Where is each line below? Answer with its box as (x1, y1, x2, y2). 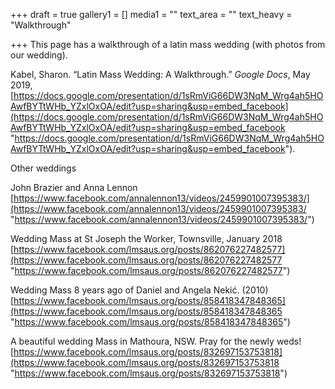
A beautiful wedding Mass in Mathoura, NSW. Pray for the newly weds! (10, 335, 302, 347)
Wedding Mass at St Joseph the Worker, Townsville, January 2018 (10, 233, 283, 244)
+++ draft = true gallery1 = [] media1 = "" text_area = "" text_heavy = (10, 9, 293, 20)
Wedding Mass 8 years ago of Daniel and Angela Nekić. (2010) (10, 284, 269, 296)
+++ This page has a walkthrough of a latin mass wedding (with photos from (10, 39, 326, 50)
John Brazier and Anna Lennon (10, 182, 138, 193)
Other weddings (10, 162, 77, 174)
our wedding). (10, 49, 68, 61)
